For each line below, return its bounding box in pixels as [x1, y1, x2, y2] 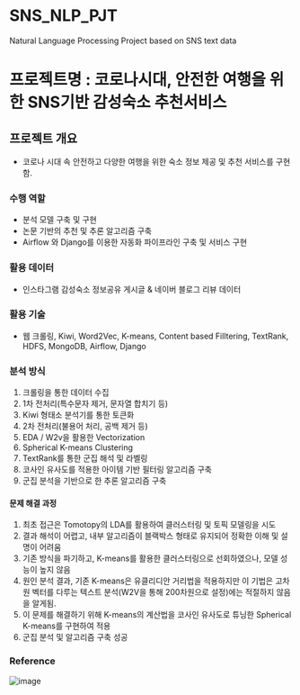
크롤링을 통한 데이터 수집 [22, 387, 110, 398]
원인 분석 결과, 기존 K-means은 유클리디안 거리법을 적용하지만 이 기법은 [22, 575, 274, 586]
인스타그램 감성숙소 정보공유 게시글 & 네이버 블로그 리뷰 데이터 [22, 284, 242, 294]
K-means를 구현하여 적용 [22, 620, 111, 631]
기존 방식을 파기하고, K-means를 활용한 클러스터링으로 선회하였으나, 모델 [22, 553, 278, 564]
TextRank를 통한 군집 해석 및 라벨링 [22, 453, 148, 464]
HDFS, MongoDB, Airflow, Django [22, 340, 146, 351]
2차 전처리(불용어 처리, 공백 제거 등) [22, 420, 148, 432]
